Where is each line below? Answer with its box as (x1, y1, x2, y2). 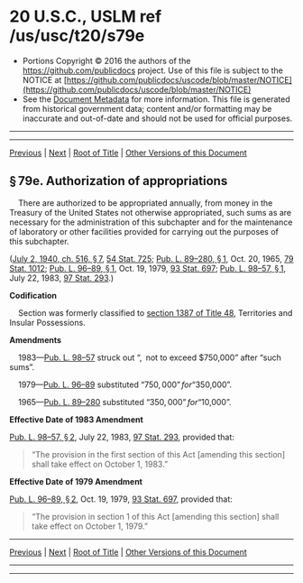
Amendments (9, 334, 61, 345)
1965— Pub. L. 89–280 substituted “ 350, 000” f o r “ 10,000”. (17, 396, 232, 407)
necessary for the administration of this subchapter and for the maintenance (9, 217, 293, 227)
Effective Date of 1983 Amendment (9, 413, 144, 425)
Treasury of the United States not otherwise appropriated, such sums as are (9, 207, 292, 217)
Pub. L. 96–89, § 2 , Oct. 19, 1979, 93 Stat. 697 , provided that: (9, 494, 233, 504)
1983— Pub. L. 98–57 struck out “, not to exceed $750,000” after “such (17, 352, 281, 363)
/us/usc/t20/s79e (9, 25, 145, 46)
